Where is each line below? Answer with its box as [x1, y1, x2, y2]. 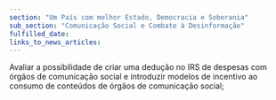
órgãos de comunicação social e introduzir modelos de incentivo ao [9, 72, 258, 82]
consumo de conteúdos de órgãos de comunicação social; [9, 81, 224, 91]
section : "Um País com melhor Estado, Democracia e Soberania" [9, 12, 249, 22]
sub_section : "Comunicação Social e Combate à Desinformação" [9, 21, 245, 30]
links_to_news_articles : [9, 37, 101, 47]
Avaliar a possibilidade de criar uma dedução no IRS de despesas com [9, 62, 267, 73]
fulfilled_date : [9, 29, 69, 38]
